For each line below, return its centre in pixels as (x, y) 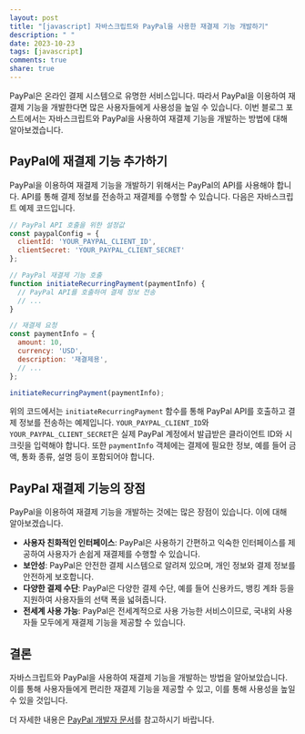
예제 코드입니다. (47, 208)
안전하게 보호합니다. (58, 577)
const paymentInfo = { (52, 334)
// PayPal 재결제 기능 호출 (56, 275)
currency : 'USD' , (51, 352)
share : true (32, 69)
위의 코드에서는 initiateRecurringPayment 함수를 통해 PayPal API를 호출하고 (148, 412)
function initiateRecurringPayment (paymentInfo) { (107, 283)
